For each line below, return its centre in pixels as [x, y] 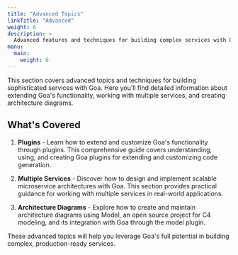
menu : [15, 47]
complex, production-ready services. [61, 243]
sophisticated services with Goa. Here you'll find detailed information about [118, 87]
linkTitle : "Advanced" [41, 21]
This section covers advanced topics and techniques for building [102, 80]
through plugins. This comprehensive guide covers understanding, [115, 149]
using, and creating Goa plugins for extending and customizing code [118, 157]
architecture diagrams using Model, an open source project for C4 [114, 215]
